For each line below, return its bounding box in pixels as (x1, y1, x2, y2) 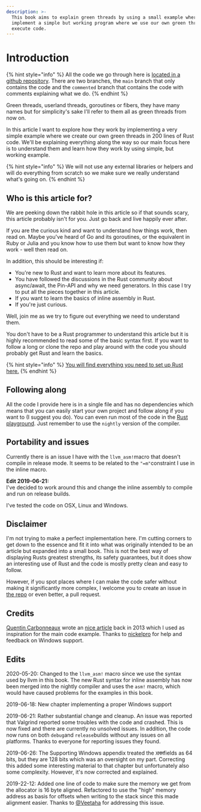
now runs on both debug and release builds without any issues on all (6, 731, 171, 739)
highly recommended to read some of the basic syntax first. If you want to (6, 337, 189, 344)
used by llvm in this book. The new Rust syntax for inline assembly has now (6, 677, 193, 684)
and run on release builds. (6, 490, 71, 497)
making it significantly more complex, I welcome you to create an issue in (6, 585, 187, 592)
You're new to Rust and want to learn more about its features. (14, 269, 166, 276)
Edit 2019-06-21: (6, 477, 49, 485)
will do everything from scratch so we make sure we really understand (6, 169, 179, 177)
